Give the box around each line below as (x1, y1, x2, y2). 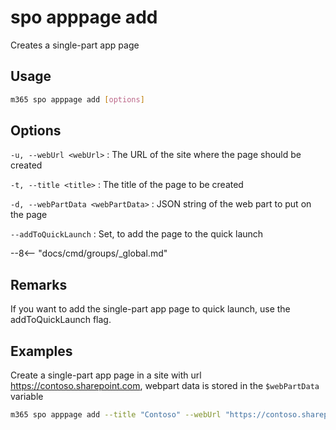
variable (10, 391, 44, 403)
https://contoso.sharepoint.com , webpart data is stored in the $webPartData (10, 380, 320, 392)
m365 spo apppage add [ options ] (10, 94, 145, 105)
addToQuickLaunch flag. (10, 314, 112, 326)
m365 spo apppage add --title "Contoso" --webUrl (10, 410, 222, 420)
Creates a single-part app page (10, 39, 140, 51)
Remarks (10, 276, 68, 293)
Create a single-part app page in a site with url (10, 369, 202, 381)
